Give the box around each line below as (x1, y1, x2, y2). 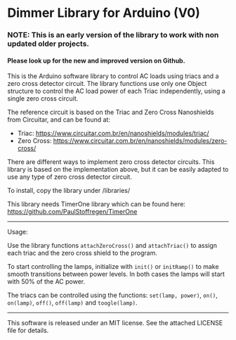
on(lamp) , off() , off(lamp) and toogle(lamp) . (7, 298, 138, 307)
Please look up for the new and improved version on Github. (7, 56, 185, 65)
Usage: (7, 227, 28, 237)
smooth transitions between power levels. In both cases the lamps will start (7, 270, 225, 279)
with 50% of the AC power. (7, 277, 86, 286)
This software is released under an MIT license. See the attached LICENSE (7, 319, 223, 327)
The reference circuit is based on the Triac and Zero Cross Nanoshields (7, 108, 214, 117)
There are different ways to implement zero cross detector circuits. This (7, 158, 215, 166)
